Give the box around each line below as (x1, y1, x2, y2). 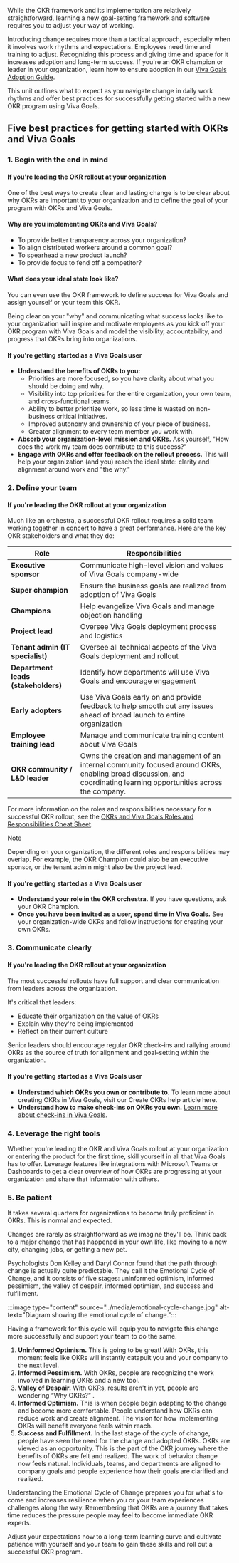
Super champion (11, 586, 69, 596)
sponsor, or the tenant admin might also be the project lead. (7, 863, 183, 871)
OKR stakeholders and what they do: (7, 531, 115, 540)
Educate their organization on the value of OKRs (17, 1012, 159, 1020)
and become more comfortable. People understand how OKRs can (17, 1406, 213, 1415)
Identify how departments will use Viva (80, 668, 210, 677)
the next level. (17, 1361, 59, 1370)
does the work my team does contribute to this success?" (17, 442, 187, 451)
